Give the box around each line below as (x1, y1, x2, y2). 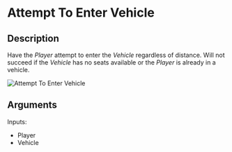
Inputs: (7, 117, 27, 126)
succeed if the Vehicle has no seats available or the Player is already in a (7, 58, 216, 67)
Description (7, 33, 59, 44)
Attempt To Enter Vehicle (7, 5, 155, 21)
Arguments (7, 99, 58, 111)
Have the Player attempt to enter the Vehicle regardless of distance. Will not (7, 51, 225, 59)
